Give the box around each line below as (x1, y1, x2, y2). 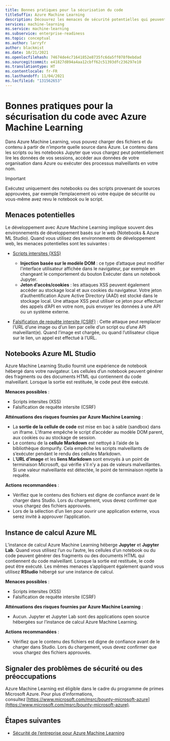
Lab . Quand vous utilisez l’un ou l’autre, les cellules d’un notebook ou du (5, 547, 156, 554)
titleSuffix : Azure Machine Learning (5, 12, 85, 17)
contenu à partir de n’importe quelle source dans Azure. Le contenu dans (5, 144, 158, 150)
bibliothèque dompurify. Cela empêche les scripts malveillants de (12, 445, 149, 452)
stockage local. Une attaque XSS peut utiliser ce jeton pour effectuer (20, 298, 163, 304)
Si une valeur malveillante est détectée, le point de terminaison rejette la (12, 467, 163, 473)
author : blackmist (5, 45, 44, 50)
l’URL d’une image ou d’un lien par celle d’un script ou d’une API (12, 324, 146, 330)
